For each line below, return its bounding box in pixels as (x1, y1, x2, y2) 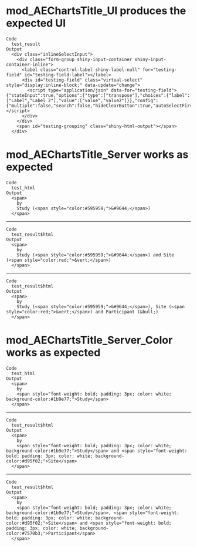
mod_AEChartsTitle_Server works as (6, 148, 189, 161)
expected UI (6, 16, 66, 30)
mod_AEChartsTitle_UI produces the (6, 4, 186, 18)
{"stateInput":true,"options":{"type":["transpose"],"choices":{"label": (6, 92, 191, 98)
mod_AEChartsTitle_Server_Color (6, 333, 173, 347)
